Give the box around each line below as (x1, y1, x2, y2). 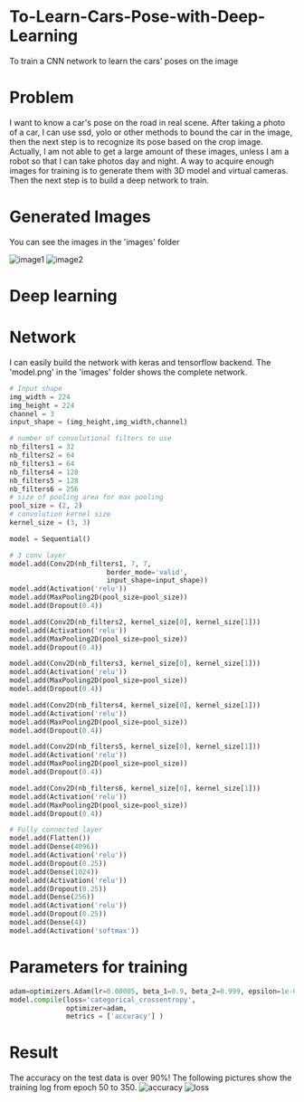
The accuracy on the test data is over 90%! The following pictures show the (9, 1072, 292, 1083)
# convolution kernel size (9, 509, 111, 519)
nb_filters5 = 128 (9, 476, 79, 485)
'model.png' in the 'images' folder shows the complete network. (9, 366, 248, 377)
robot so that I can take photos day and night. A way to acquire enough (9, 156, 274, 166)
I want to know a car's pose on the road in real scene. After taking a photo (9, 117, 286, 128)
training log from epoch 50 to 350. (9, 1082, 138, 1093)
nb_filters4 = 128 (9, 468, 79, 477)
